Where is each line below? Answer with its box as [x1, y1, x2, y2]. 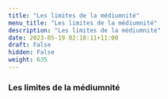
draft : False [8, 41, 52, 49]
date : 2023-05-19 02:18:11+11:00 [8, 33, 119, 42]
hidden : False [8, 48, 55, 56]
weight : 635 [8, 56, 48, 64]
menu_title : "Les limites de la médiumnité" [8, 19, 158, 27]
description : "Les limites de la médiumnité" [8, 26, 161, 34]
